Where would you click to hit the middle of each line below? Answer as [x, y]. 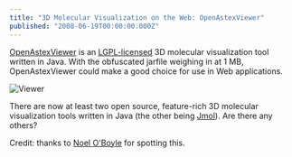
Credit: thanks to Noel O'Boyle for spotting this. [97, 143]
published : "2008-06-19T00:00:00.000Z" [85, 26]
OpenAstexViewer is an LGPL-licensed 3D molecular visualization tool [139, 51]
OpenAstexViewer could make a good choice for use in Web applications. [146, 71]
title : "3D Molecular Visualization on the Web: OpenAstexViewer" [137, 18]
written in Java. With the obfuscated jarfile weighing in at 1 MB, [127, 61]
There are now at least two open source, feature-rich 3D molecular [134, 106]
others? [24, 125]
